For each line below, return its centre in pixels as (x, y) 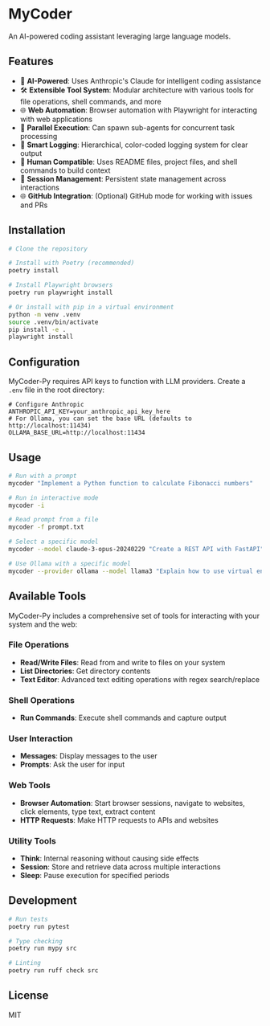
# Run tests (28, 919)
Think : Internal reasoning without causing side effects (109, 858)
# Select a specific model (53, 542)
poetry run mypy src (43, 949)
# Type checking (35, 941)
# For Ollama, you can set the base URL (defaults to (100, 419)
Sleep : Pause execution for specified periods (95, 875)
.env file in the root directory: (56, 390)
